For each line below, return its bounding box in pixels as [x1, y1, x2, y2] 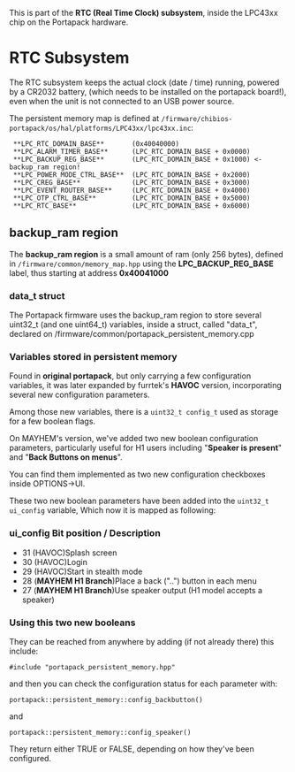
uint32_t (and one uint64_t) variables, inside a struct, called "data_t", [9, 319, 258, 330]
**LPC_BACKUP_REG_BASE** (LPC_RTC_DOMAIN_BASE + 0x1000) [12, 155, 251, 164]
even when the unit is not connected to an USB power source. [9, 96, 235, 106]
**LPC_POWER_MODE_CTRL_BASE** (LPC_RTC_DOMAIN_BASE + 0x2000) [12, 170, 251, 180]
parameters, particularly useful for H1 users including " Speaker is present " [9, 442, 283, 454]
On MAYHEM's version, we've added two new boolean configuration [9, 433, 259, 444]
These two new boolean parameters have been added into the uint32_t [9, 495, 269, 507]
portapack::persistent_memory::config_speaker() [9, 728, 192, 737]
